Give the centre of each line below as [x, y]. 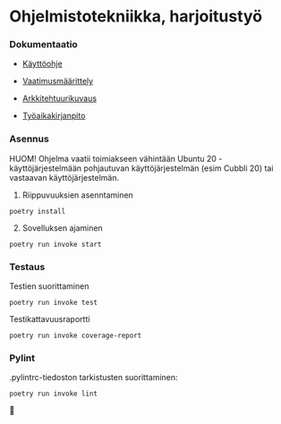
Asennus [29, 139]
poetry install [38, 211]
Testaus [27, 267]
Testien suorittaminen [49, 286]
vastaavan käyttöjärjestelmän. [64, 177]
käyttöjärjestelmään [46, 168]
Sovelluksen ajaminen [62, 228]
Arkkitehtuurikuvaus [59, 98]
